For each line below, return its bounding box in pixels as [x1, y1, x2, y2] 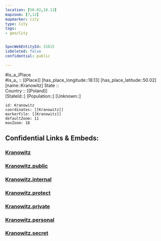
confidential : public [5, 53, 50, 58]
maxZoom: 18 [5, 120, 30, 126]
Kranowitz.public [5, 162, 48, 169]
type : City [5, 21, 28, 27]
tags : [5, 26, 16, 31]
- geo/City [5, 31, 28, 36]
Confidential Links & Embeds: [5, 134, 99, 143]
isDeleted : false [5, 49, 41, 54]
